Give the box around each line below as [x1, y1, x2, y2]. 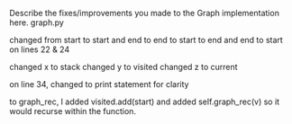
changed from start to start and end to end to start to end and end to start [9, 35, 284, 45]
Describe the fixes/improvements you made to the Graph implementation [9, 8, 279, 18]
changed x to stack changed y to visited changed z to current [9, 62, 238, 72]
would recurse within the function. [9, 106, 137, 116]
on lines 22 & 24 [9, 44, 70, 55]
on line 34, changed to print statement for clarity [9, 79, 189, 89]
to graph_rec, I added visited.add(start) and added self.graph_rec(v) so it [9, 96, 280, 107]
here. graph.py [9, 17, 65, 28]
